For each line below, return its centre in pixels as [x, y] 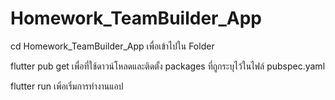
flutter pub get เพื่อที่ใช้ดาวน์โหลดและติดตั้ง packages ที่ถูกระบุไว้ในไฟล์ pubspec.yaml [168, 66]
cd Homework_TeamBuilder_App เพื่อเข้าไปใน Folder [112, 46]
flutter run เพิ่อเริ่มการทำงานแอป [67, 86]
